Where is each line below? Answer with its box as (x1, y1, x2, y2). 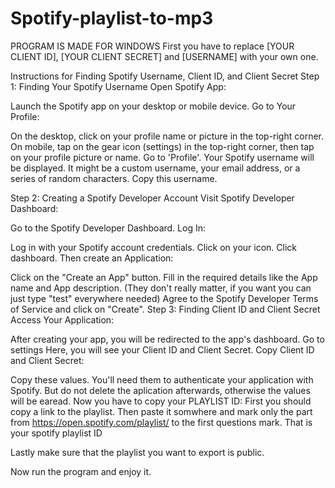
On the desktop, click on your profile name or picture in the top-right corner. (10, 130, 324, 142)
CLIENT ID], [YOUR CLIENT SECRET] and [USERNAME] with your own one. (10, 50, 319, 62)
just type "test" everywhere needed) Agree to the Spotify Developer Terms (10, 292, 319, 304)
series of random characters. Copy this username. (10, 172, 218, 184)
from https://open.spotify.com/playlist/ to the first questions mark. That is (10, 416, 313, 428)
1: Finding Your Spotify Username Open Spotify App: (10, 80, 227, 92)
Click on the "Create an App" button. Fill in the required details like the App (10, 271, 318, 283)
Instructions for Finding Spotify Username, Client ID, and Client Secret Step (10, 70, 320, 82)
